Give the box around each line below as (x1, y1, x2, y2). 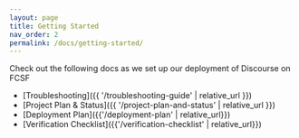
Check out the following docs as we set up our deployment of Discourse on (9, 63, 292, 74)
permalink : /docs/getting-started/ (9, 38, 144, 48)
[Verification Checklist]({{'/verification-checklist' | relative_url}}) (22, 119, 263, 130)
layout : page (9, 13, 59, 23)
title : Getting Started (9, 22, 100, 31)
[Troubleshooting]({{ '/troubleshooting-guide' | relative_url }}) (22, 90, 252, 101)
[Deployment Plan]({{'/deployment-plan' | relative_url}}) (22, 109, 231, 120)
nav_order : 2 (9, 30, 59, 39)
